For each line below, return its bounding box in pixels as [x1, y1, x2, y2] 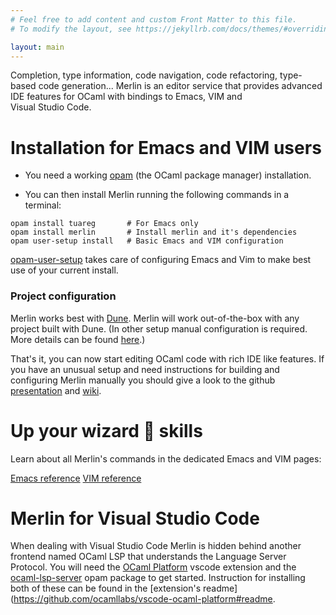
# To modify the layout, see [10, 24, 132, 34]
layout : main [10, 42, 65, 52]
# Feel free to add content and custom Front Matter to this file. [10, 14, 298, 25]
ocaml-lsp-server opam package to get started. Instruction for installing [10, 572, 306, 584]
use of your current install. [10, 264, 119, 276]
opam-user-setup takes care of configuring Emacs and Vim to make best [10, 254, 312, 266]
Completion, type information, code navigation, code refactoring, [10, 69, 278, 81]
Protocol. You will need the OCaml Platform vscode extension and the [10, 561, 297, 573]
